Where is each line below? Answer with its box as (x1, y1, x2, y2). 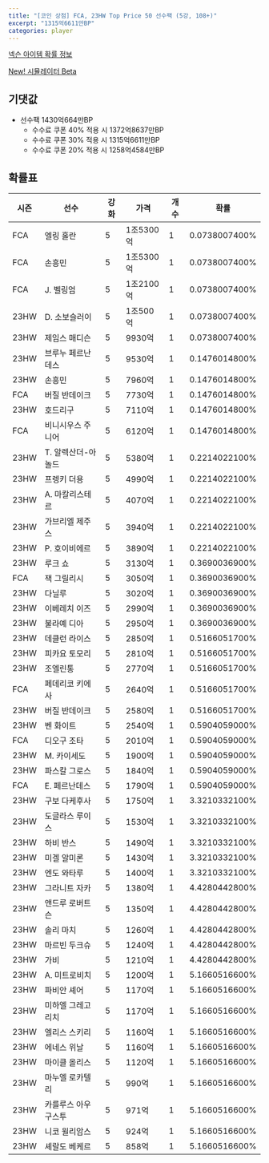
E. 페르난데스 (44, 781, 91, 791)
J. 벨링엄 (44, 285, 76, 295)
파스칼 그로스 (44, 765, 92, 776)
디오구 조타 (44, 735, 84, 746)
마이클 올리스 (44, 1057, 92, 1068)
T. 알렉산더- (44, 446, 90, 458)
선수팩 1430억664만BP (19, 115, 94, 125)
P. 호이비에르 (44, 543, 91, 554)
